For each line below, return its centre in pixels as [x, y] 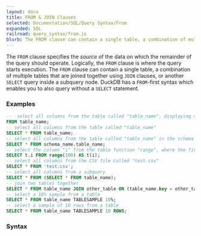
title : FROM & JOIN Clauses [41, 17]
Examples [21, 104]
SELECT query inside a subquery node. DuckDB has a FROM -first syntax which [100, 82]
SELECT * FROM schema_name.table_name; [56, 144]
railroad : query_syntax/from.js [46, 34]
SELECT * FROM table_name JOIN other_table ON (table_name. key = [89, 189]
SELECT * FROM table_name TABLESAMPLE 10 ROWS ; [67, 211]
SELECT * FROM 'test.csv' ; [40, 167]
